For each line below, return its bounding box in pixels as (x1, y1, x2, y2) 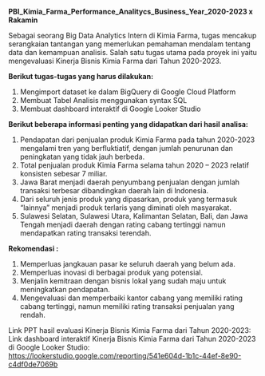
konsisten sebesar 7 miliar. (19, 169, 108, 178)
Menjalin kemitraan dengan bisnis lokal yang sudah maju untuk (19, 276, 227, 286)
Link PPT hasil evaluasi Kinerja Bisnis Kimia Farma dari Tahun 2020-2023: (8, 326, 251, 334)
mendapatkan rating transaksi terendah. (19, 228, 152, 238)
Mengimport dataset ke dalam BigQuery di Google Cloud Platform (19, 87, 236, 97)
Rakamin (8, 15, 38, 25)
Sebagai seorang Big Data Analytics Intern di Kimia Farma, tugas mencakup (8, 31, 257, 40)
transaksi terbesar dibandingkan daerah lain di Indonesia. (19, 186, 209, 195)
